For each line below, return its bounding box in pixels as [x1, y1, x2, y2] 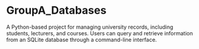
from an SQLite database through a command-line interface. [6, 36, 157, 43]
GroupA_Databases [6, 4, 107, 17]
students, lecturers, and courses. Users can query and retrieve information [6, 29, 193, 36]
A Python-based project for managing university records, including [6, 23, 174, 30]
